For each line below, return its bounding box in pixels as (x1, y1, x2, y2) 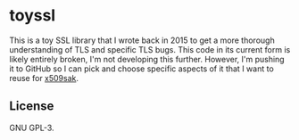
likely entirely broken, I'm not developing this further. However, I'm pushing (9, 54, 285, 64)
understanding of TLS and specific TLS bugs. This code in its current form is (9, 44, 291, 54)
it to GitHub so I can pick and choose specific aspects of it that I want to (9, 63, 274, 74)
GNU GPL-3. (9, 122, 55, 133)
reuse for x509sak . (9, 72, 79, 83)
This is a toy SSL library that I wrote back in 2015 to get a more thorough (9, 35, 275, 45)
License (9, 99, 54, 114)
